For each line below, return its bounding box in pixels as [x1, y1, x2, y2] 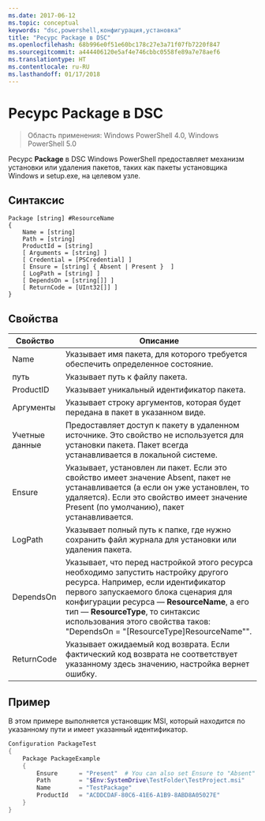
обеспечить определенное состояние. [65, 358, 214, 369]
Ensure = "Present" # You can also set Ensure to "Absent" [36, 769, 256, 778]
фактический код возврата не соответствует [65, 649, 238, 660]
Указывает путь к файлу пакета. [65, 372, 188, 383]
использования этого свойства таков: [65, 617, 211, 628]
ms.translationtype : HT [8, 56, 87, 64]
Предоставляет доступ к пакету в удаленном [65, 420, 240, 431]
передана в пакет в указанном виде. [65, 407, 207, 418]
